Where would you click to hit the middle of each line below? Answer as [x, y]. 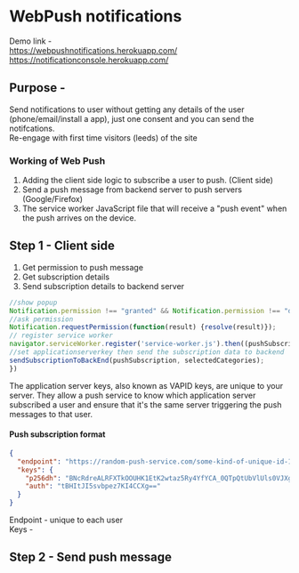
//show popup [33, 303]
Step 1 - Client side [62, 246]
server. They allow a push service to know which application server [133, 395]
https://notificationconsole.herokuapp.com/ [89, 60]
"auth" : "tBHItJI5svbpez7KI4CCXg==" [93, 487]
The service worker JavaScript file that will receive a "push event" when [154, 209]
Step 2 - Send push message [90, 557]
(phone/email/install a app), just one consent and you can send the [132, 118]
